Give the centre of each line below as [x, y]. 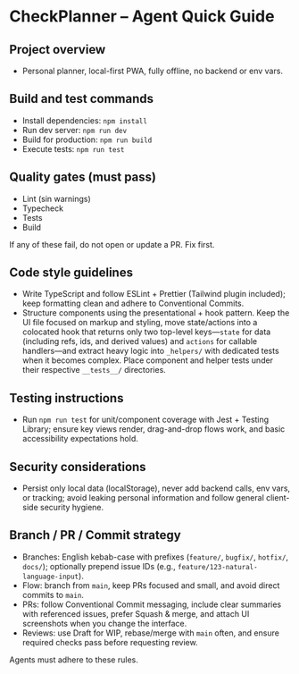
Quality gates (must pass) [83, 177]
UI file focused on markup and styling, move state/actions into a [140, 323]
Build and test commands [82, 99]
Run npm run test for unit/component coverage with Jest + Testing [145, 420]
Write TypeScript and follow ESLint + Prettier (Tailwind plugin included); [154, 294]
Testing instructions [66, 398]
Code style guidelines [71, 273]
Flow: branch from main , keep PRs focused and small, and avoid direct [151, 585]
